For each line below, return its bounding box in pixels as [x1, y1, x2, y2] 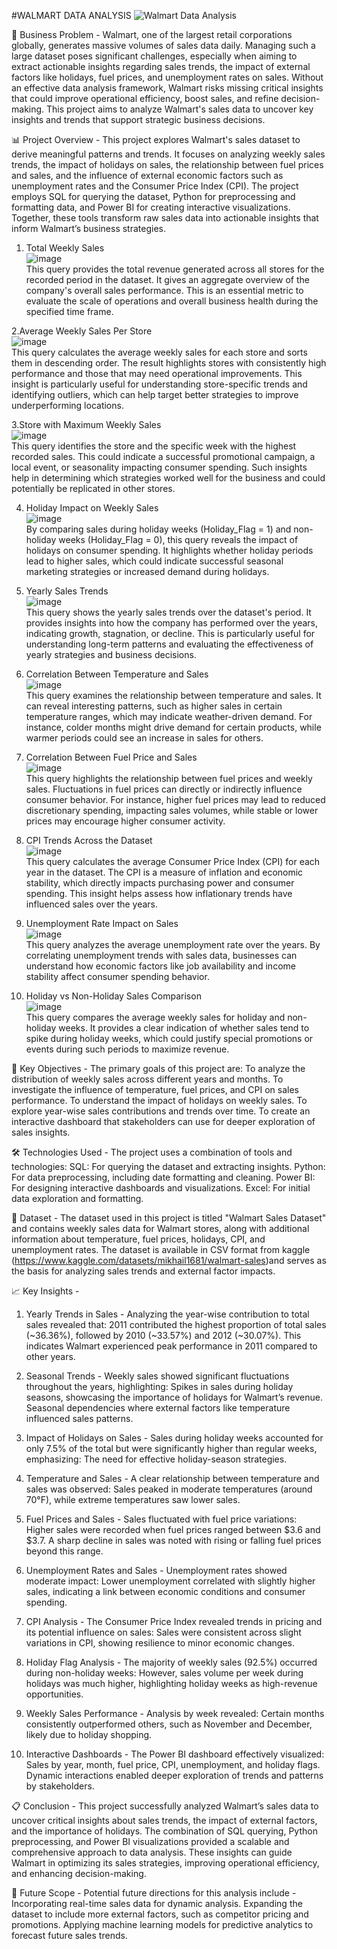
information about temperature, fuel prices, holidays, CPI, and [11, 1233, 266, 1245]
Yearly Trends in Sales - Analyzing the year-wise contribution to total [25, 1308, 310, 1320]
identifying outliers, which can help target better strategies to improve [11, 389, 299, 400]
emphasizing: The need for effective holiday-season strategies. [25, 1453, 288, 1465]
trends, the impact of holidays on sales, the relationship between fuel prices [11, 159, 324, 170]
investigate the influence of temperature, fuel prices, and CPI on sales [11, 1084, 299, 1095]
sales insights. [11, 1126, 71, 1138]
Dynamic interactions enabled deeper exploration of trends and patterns [25, 1770, 324, 1781]
